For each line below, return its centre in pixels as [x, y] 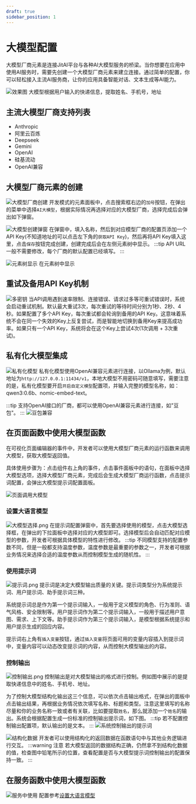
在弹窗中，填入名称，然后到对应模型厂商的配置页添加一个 [118, 229]
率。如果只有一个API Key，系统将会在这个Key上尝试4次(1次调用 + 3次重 [92, 328]
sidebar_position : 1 [31, 17]
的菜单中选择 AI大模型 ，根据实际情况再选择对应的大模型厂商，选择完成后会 [94, 210]
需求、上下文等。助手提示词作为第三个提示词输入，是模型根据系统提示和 [103, 619]
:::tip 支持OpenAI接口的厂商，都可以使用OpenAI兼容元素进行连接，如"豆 [92, 405]
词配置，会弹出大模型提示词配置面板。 [52, 482]
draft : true [20, 11]
